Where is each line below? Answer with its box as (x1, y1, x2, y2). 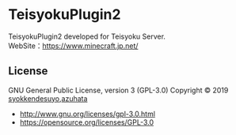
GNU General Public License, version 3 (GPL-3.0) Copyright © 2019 (8, 85, 229, 95)
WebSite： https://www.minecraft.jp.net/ (8, 41, 139, 51)
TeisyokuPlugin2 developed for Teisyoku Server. (8, 32, 166, 41)
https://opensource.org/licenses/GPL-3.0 (19, 117, 154, 127)
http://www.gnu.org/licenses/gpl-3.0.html (19, 109, 156, 118)
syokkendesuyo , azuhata (8, 93, 88, 103)
